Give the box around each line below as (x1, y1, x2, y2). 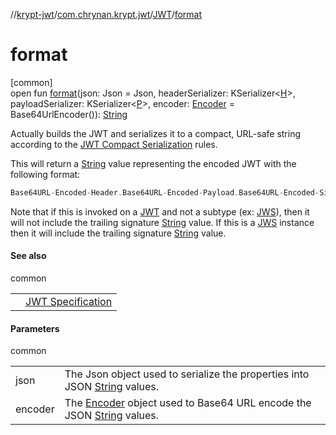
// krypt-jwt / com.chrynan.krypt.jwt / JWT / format (10, 9, 203, 20)
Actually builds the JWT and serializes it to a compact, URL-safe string (10, 127, 302, 139)
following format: (10, 168, 81, 180)
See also (10, 250, 47, 262)
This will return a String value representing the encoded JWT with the (10, 157, 297, 169)
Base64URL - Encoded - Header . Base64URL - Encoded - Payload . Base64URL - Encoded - (10, 187, 320, 198)
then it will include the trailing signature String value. (10, 227, 227, 239)
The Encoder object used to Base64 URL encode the (64, 396, 312, 410)
